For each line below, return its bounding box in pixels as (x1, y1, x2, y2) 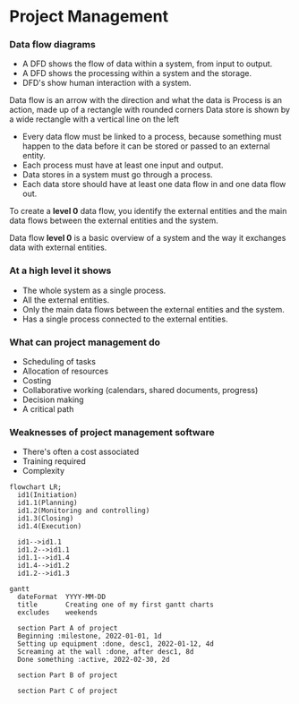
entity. (21, 150, 47, 161)
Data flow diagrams (9, 39, 96, 51)
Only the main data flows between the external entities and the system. (21, 304, 285, 314)
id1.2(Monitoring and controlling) (17, 506, 150, 516)
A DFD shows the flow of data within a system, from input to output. (21, 58, 273, 69)
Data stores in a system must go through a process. (21, 169, 213, 180)
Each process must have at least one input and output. (21, 159, 224, 171)
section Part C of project (17, 687, 118, 696)
